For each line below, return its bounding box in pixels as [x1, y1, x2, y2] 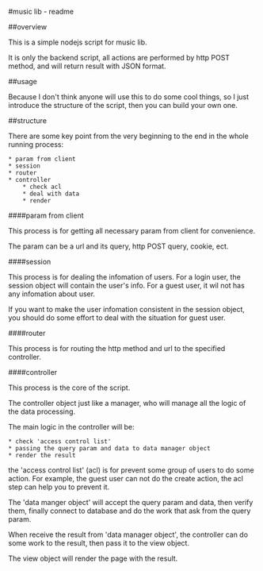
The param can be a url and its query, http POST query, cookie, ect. [8, 241, 229, 251]
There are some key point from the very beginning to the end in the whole [8, 131, 250, 141]
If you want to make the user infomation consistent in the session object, [8, 305, 246, 314]
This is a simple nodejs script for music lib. [8, 37, 148, 47]
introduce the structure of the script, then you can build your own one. [8, 101, 238, 110]
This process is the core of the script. [8, 383, 131, 392]
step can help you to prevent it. [8, 482, 110, 492]
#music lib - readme [8, 7, 74, 16]
